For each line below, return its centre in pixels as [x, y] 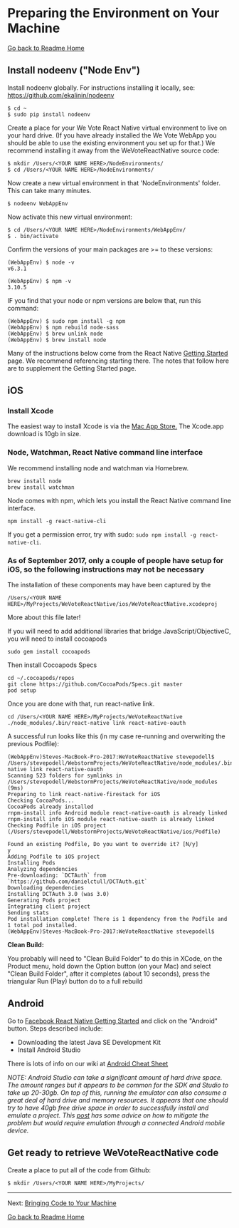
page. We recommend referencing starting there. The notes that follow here [118, 361]
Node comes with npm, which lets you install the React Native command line [119, 500]
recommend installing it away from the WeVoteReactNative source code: [113, 150]
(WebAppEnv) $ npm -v [39, 281]
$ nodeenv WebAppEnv [38, 203]
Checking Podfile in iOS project [57, 826]
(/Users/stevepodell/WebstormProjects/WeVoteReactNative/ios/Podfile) [114, 832]
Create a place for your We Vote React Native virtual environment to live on [117, 128]
